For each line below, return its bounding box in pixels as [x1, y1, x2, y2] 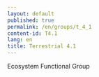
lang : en [7, 36, 33, 43]
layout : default [7, 10, 54, 17]
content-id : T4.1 [7, 29, 58, 37]
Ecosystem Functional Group [7, 62, 91, 70]
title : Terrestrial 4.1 [7, 43, 77, 50]
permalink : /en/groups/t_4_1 [7, 23, 92, 30]
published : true [7, 17, 54, 24]
